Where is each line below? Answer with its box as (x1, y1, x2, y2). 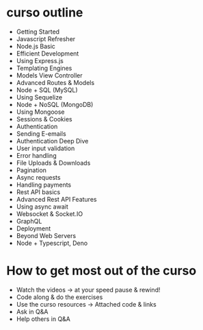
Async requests (16, 173, 61, 181)
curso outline (6, 5, 83, 21)
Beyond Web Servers (16, 231, 77, 239)
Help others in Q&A (16, 314, 71, 323)
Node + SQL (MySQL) (16, 86, 78, 94)
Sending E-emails (16, 129, 66, 138)
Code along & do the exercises (16, 293, 103, 301)
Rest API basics (16, 187, 61, 196)
